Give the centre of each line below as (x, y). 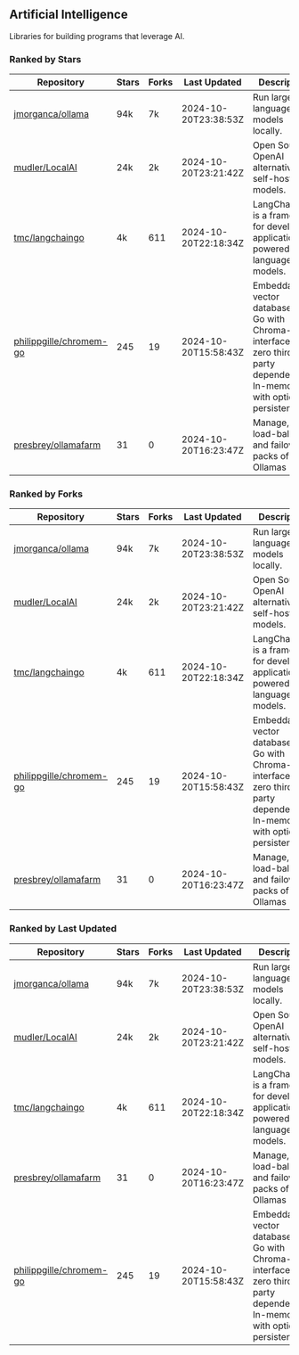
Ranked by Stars (45, 59)
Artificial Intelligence (69, 15)
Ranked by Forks (46, 494)
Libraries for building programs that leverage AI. (97, 36)
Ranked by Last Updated (63, 929)
